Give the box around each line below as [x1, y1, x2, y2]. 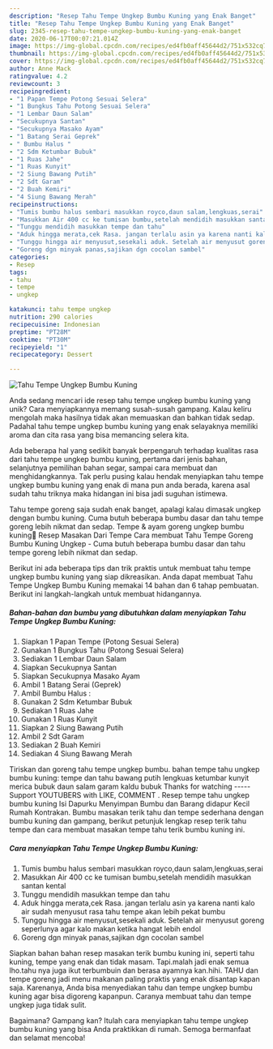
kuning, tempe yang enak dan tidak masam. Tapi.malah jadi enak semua [9, 957, 250, 967]
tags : [9, 268, 28, 276]
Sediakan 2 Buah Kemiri [20, 740, 100, 750]
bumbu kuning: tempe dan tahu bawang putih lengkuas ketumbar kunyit [9, 773, 250, 783]
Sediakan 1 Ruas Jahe [20, 706, 94, 716]
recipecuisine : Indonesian [9, 320, 100, 328]
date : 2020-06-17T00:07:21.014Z [9, 34, 118, 43]
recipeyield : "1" [9, 343, 68, 351]
